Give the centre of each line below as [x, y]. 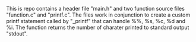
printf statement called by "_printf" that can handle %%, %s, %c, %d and [96, 21]
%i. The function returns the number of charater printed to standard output [98, 27]
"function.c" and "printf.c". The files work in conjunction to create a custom [98, 15]
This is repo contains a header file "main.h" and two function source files [96, 9]
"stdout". [17, 34]
